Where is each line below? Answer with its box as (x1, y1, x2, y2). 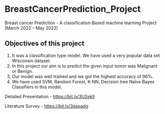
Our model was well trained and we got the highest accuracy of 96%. (11, 73, 154, 79)
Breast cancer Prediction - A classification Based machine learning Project (4, 20, 157, 26)
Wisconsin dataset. (11, 58, 52, 64)
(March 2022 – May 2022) (4, 25, 58, 31)
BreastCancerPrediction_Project (4, 3, 141, 15)
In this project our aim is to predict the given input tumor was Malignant (11, 63, 158, 69)
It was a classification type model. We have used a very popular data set (11, 52, 160, 58)
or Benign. (11, 68, 33, 74)
